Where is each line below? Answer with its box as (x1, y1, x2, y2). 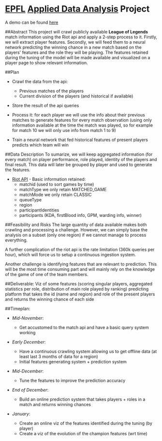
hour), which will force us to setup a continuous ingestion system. (5, 251, 136, 258)
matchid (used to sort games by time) (19, 181, 94, 187)
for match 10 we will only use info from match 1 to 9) (12, 127, 116, 133)
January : (12, 411, 30, 417)
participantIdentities (19, 207, 59, 213)
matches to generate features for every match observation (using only (12, 117, 152, 123)
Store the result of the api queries (12, 102, 79, 108)
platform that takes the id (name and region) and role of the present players (5, 291, 155, 297)
